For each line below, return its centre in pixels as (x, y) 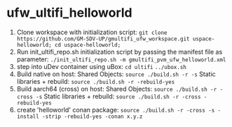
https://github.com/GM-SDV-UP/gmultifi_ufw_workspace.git (103, 39)
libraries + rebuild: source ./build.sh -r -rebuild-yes (96, 81)
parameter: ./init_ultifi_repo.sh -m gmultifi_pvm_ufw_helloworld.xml (121, 59)
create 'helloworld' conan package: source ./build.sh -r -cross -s (116, 110)
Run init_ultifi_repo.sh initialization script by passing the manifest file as (120, 52)
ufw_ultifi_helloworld (69, 13)
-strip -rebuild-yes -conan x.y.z (93, 117)
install (28, 117)
